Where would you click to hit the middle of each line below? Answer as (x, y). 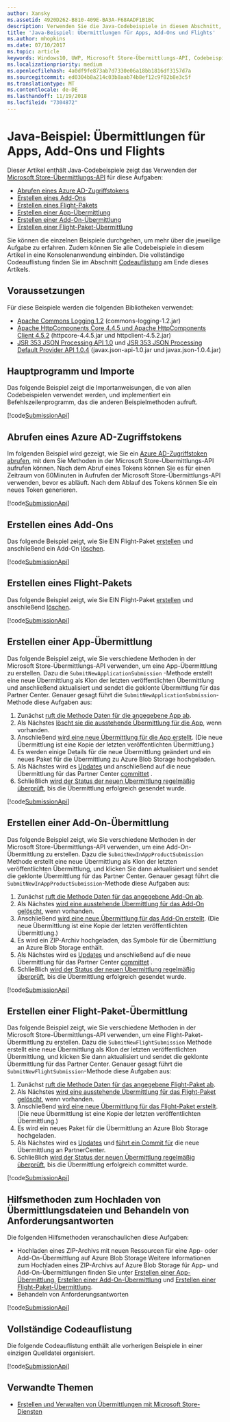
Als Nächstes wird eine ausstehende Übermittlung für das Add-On (110, 903)
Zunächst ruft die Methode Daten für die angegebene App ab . (104, 715)
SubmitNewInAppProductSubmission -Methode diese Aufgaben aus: (99, 883)
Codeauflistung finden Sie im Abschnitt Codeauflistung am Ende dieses (108, 262)
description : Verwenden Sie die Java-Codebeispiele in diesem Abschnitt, (115, 26)
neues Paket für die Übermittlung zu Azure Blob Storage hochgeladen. (116, 759)
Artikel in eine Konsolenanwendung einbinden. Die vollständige (96, 255)
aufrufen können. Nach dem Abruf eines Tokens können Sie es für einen (109, 468)
